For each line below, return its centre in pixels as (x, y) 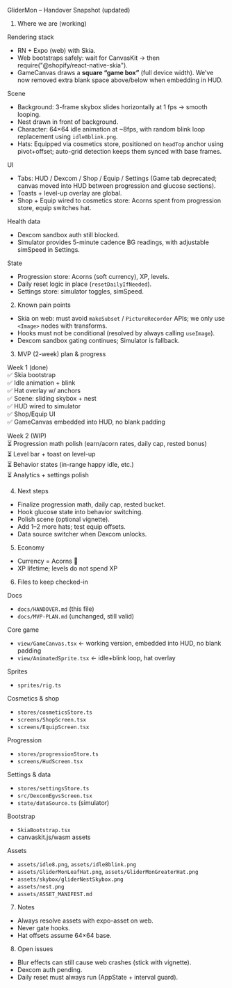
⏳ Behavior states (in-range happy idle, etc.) (71, 464)
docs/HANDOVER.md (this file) (56, 609)
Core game (23, 630)
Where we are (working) (52, 23)
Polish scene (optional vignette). (63, 519)
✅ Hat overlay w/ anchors (44, 390)
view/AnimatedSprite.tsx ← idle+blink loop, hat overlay (96, 658)
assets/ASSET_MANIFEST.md (55, 894)
